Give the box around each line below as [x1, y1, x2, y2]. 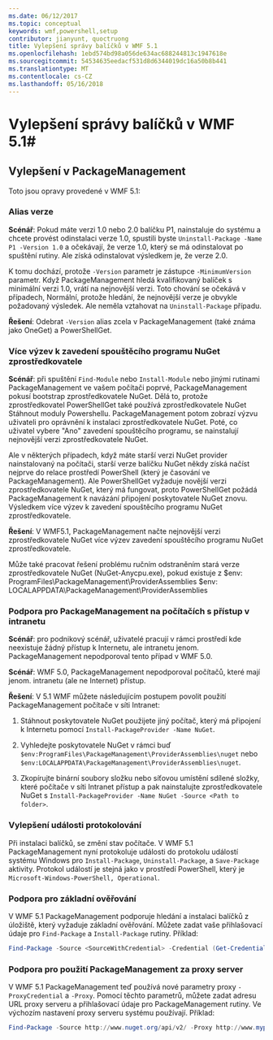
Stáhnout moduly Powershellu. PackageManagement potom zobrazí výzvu [8, 409, 258, 418]
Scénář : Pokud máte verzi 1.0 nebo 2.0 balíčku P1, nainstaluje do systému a [8, 224, 262, 234]
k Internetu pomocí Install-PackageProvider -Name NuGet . [19, 725, 215, 734]
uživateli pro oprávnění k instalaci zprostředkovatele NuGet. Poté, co [8, 418, 238, 427]
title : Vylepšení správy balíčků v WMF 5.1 [8, 42, 158, 50]
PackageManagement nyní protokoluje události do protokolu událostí [8, 847, 238, 856]
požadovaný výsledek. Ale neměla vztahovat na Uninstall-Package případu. [8, 301, 262, 310]
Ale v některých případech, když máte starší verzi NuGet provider [8, 450, 228, 460]
